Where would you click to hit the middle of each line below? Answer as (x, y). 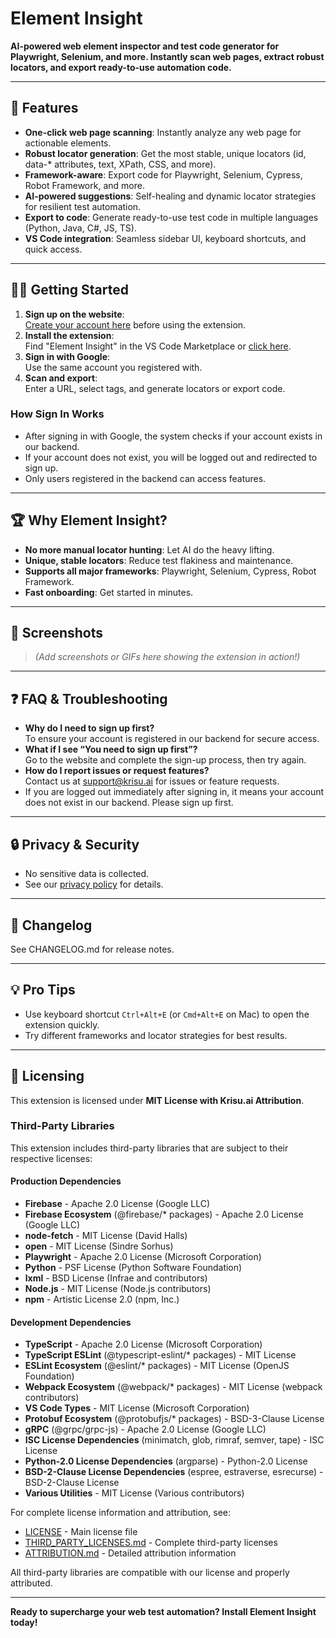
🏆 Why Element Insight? (89, 520)
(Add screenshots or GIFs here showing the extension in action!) (167, 657)
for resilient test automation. (83, 206)
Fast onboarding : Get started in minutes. (109, 592)
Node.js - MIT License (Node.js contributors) (118, 1289)
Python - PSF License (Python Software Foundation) (133, 1268)
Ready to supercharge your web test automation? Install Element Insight (163, 1612)
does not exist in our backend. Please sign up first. (129, 803)
